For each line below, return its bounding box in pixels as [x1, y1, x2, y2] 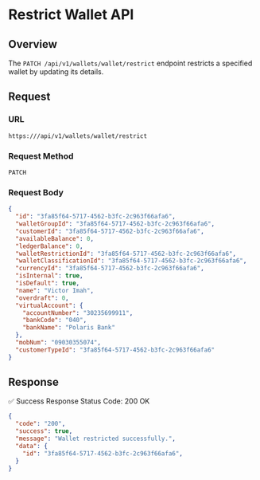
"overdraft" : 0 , [15, 293, 69, 302]
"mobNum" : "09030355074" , [15, 339, 102, 347]
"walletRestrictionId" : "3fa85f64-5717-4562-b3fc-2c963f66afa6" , [15, 250, 237, 258]
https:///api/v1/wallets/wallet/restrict [8, 132, 148, 140]
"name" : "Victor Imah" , [15, 286, 94, 294]
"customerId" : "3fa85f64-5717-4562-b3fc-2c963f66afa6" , [15, 227, 204, 235]
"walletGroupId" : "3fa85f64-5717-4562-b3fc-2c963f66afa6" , [15, 220, 215, 228]
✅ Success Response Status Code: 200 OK [8, 396, 150, 406]
